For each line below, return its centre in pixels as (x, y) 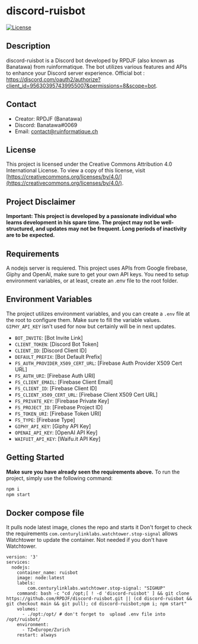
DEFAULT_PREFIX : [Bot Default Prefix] (58, 356)
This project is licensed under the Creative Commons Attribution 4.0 (89, 164)
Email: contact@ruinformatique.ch (56, 131)
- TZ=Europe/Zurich (46, 630)
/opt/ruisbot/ (24, 620)
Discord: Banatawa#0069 (46, 125)
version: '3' (22, 557)
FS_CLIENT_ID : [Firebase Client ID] (56, 388)
